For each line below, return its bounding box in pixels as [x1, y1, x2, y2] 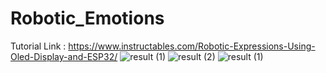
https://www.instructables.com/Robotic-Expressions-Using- [68, 40, 316, 52]
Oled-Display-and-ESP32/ [10, 50, 118, 62]
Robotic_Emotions [10, 7, 165, 30]
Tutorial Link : [10, 40, 67, 52]
